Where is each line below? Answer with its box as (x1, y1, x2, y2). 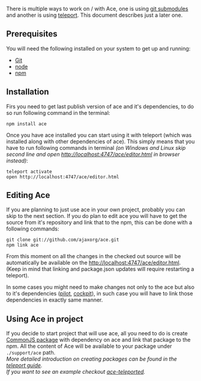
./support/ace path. (6, 349, 56, 356)
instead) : (6, 156, 28, 164)
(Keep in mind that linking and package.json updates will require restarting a (6, 265, 194, 273)
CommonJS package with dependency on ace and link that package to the (6, 336, 191, 344)
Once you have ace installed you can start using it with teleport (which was (6, 131, 192, 138)
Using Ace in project (6, 314, 84, 324)
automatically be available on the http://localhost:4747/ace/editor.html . (6, 259, 181, 267)
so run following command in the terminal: (6, 109, 110, 116)
